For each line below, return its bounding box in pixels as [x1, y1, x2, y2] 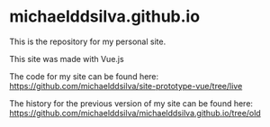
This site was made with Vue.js [9, 53, 124, 64]
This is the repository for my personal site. [9, 36, 166, 47]
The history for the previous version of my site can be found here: [9, 97, 254, 109]
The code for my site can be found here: [9, 70, 159, 82]
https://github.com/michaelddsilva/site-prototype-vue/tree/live [9, 80, 243, 91]
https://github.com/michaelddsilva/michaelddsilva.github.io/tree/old [9, 107, 261, 118]
